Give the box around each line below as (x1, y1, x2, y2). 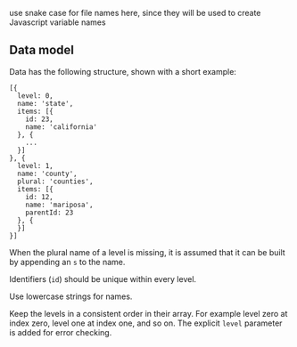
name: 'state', (17, 99, 74, 108)
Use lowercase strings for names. (9, 291, 133, 302)
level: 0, (17, 91, 54, 101)
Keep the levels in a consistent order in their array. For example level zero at (9, 308, 288, 319)
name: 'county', (17, 169, 78, 178)
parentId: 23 (25, 208, 74, 217)
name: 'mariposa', (25, 200, 94, 209)
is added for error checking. (9, 327, 112, 337)
